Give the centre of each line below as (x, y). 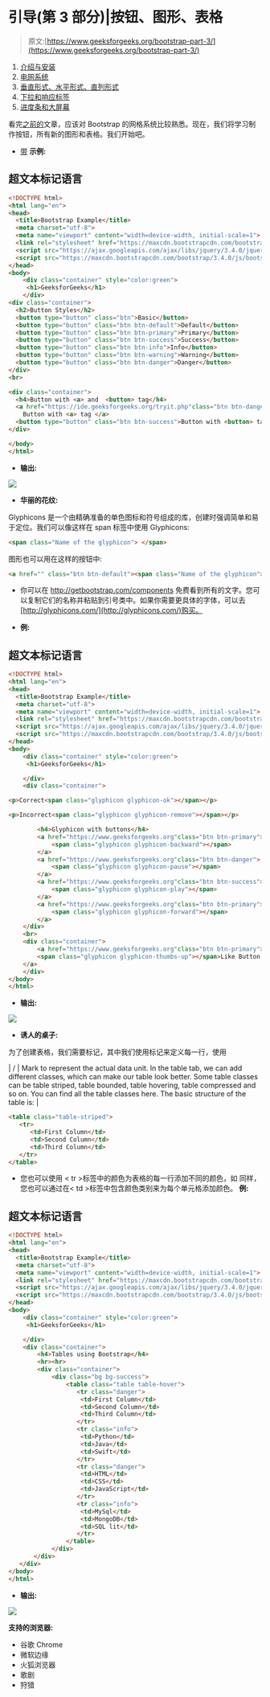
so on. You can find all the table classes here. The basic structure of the (127, 1094)
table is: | (23, 1103)
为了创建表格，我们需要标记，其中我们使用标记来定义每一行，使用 (117, 1052)
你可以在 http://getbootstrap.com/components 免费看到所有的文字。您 (136, 590)
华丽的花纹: (39, 499)
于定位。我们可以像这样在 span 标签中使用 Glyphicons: (99, 527)
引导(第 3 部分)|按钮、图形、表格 (116, 17)
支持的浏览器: (31, 1627)
